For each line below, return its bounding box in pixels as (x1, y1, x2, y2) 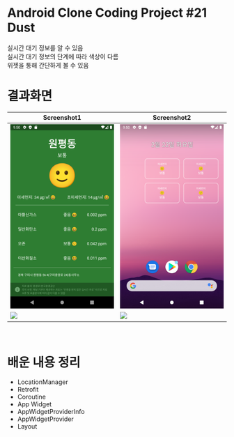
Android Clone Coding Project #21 (7, 5, 208, 21)
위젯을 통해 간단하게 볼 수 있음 (7, 61, 89, 69)
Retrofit (17, 385, 39, 394)
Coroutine (17, 392, 47, 401)
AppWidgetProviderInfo (17, 408, 85, 416)
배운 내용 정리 (7, 354, 81, 370)
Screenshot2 (153, 114, 192, 122)
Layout (17, 422, 38, 431)
